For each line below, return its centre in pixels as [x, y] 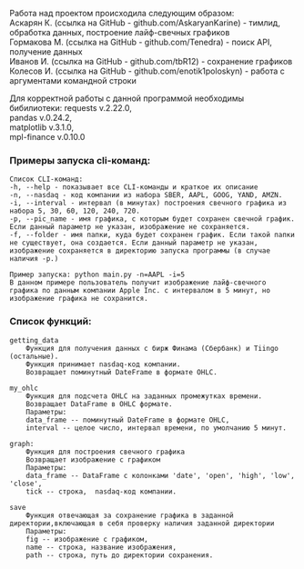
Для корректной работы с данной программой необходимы [127, 98]
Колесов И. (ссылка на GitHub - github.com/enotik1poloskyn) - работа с [147, 71]
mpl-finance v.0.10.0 [47, 137]
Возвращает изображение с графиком [93, 459]
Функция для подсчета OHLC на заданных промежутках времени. [144, 396]
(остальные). [34, 356]
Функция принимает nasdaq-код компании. [103, 364]
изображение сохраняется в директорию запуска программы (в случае [140, 251]
